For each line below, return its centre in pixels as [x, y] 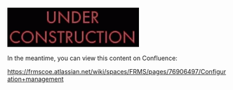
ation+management [36, 79]
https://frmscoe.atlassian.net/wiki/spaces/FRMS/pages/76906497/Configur [117, 72]
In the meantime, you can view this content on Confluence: [92, 58]
